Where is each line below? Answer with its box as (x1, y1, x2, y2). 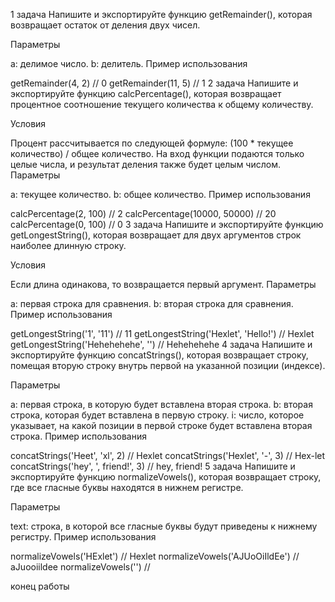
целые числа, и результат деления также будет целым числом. (10, 159, 281, 170)
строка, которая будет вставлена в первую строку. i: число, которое (10, 409, 305, 421)
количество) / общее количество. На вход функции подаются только (10, 148, 305, 159)
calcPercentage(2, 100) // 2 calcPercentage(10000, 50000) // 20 (10, 208, 277, 219)
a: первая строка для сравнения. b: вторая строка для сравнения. (10, 298, 294, 309)
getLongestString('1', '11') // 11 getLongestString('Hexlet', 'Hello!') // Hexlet (10, 328, 315, 339)
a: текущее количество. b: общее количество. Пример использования (10, 189, 311, 200)
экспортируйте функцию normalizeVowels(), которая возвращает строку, (10, 471, 322, 483)
